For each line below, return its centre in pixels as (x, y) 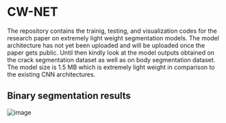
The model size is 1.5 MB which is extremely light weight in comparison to (111, 67)
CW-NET (33, 12)
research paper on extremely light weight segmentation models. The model (113, 38)
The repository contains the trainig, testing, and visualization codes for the (112, 31)
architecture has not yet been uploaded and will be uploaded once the (106, 45)
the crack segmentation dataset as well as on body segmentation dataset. (111, 59)
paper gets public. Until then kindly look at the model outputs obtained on (111, 53)
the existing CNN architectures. (51, 74)
